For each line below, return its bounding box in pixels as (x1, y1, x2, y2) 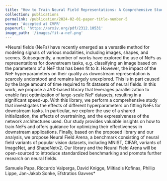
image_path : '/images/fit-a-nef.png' (5, 30, 83, 35)
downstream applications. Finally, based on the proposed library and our (5, 129, 154, 135)
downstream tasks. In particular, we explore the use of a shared (5, 108, 136, 114)
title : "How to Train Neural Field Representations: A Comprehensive (5, 7, 153, 12)
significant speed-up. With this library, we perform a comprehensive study (5, 97, 158, 103)
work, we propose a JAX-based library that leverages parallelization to (5, 87, 150, 92)
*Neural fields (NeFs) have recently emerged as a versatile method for (5, 44, 150, 50)
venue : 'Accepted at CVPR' (5, 21, 61, 26)
